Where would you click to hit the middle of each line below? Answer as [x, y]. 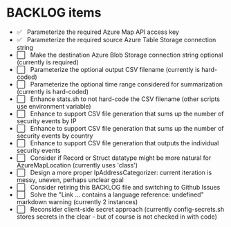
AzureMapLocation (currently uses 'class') [77, 165]
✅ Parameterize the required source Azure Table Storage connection [116, 39]
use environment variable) [54, 106]
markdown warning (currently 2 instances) [77, 201]
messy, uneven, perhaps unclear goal [70, 180]
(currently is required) [47, 62]
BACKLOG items [54, 13]
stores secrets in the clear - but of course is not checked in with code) [117, 217]
